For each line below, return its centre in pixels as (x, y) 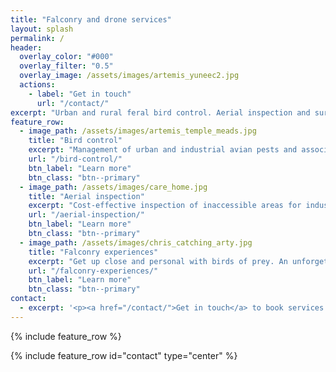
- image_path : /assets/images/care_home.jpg (113, 187)
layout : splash (42, 29)
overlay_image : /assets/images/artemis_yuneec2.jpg (129, 76)
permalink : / (37, 38)
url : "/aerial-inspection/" (86, 215)
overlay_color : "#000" (66, 57)
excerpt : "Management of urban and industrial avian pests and (163, 150)
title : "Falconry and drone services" (91, 19)
